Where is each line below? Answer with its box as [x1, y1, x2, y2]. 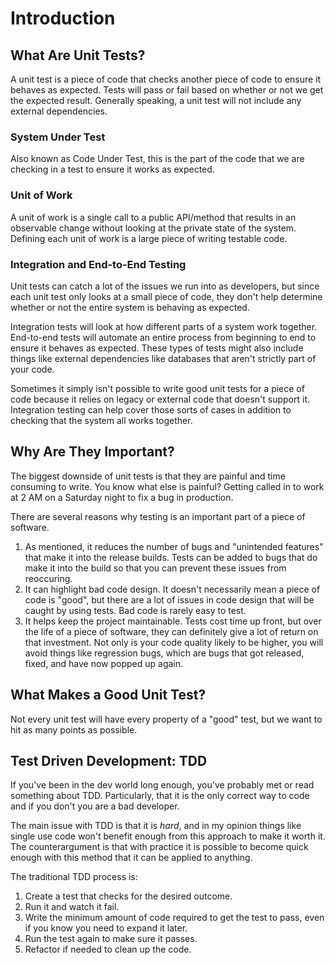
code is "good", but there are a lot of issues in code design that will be [24, 593, 315, 606]
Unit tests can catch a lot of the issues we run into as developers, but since [10, 280, 320, 292]
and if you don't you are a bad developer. [10, 800, 180, 812]
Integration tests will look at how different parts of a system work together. [10, 320, 318, 332]
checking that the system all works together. [10, 414, 193, 426]
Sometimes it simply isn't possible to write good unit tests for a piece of [10, 382, 305, 394]
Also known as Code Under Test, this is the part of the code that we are [10, 153, 305, 165]
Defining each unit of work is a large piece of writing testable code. [10, 232, 288, 244]
